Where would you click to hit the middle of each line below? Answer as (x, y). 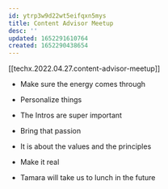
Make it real (40, 162)
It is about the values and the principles (86, 146)
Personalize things (51, 100)
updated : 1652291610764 (48, 38)
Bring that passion (50, 131)
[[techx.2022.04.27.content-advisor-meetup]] (84, 68)
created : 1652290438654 (48, 46)
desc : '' (23, 31)
